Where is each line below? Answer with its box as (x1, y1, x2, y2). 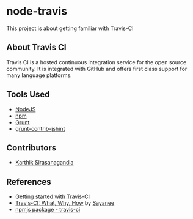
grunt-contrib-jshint (15, 125, 65, 132)
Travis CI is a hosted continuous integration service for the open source (6, 58, 187, 65)
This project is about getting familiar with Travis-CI (6, 24, 134, 32)
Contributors (6, 143, 57, 153)
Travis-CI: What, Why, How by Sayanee (15, 199, 115, 207)
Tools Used (6, 89, 50, 100)
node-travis (6, 4, 68, 18)
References (6, 176, 51, 187)
